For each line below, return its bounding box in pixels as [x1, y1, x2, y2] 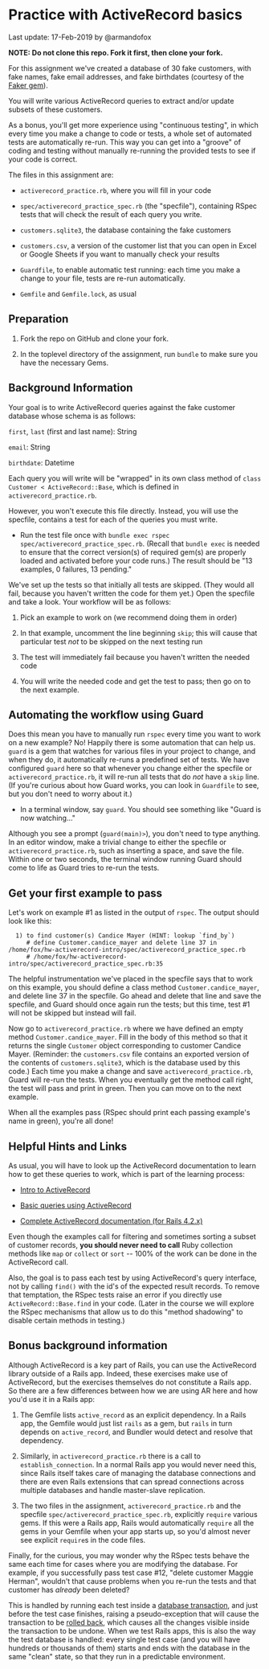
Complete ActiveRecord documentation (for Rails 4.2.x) [19, 1216, 203, 1225]
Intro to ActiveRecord [19, 1185, 91, 1195]
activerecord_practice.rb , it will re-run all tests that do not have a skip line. [8, 772, 259, 781]
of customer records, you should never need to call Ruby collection [8, 1240, 233, 1249]
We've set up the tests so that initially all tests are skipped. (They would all [8, 580, 255, 589]
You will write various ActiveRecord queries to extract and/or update [8, 96, 234, 105]
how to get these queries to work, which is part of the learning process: [8, 1170, 245, 1179]
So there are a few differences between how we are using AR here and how [8, 1385, 259, 1396]
